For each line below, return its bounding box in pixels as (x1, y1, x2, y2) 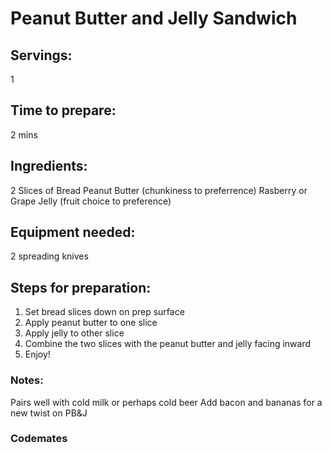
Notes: (10, 373, 44, 387)
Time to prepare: (10, 102, 117, 119)
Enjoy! (24, 348, 51, 361)
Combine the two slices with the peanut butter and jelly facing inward (24, 338, 312, 350)
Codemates (10, 432, 68, 446)
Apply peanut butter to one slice (24, 317, 158, 329)
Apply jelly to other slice (24, 327, 125, 339)
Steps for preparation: (10, 279, 152, 296)
